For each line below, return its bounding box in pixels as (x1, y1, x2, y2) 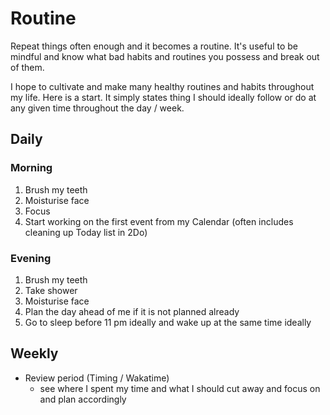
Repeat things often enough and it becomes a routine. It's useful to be (10, 40, 298, 52)
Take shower (24, 284, 78, 296)
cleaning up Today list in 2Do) (24, 226, 148, 238)
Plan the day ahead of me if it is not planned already (24, 305, 240, 317)
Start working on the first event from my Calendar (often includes (24, 215, 294, 227)
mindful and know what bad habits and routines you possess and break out (10, 50, 320, 62)
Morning (10, 161, 53, 175)
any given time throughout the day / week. (10, 102, 185, 114)
